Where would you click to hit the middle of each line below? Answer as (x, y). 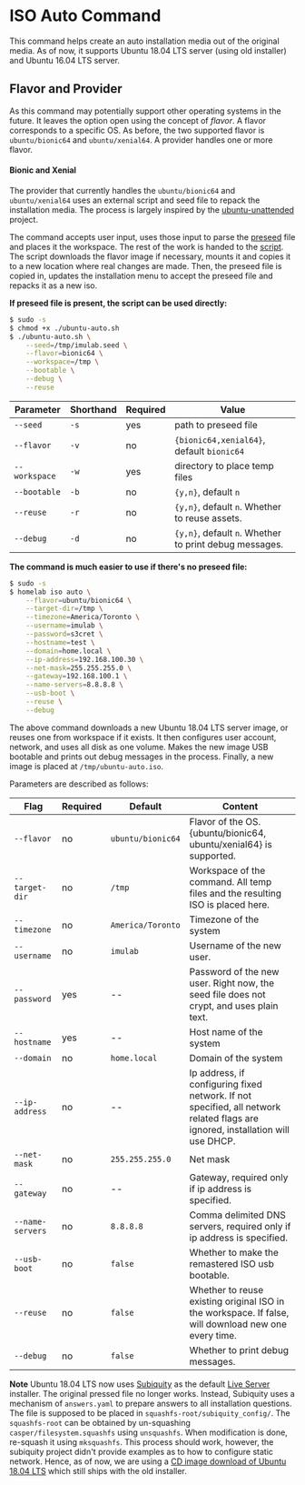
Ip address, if (217, 1072)
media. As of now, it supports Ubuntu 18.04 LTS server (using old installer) (148, 50)
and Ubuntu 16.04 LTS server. (65, 60)
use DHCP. (212, 1140)
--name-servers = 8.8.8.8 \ (75, 685)
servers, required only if (240, 1226)
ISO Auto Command (85, 16)
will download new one (238, 1324)
